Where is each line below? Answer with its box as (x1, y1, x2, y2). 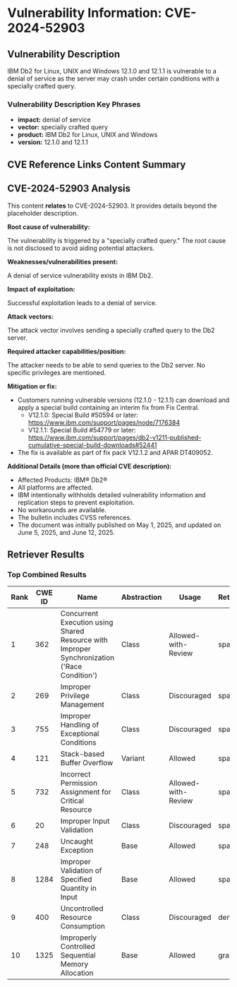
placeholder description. (7, 208, 79, 217)
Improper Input (60, 816, 110, 826)
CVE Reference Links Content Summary (7, 158, 186, 170)
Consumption (60, 921, 106, 931)
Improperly (60, 933, 97, 942)
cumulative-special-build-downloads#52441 (28, 440, 157, 449)
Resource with (60, 635, 108, 645)
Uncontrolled (60, 904, 104, 914)
